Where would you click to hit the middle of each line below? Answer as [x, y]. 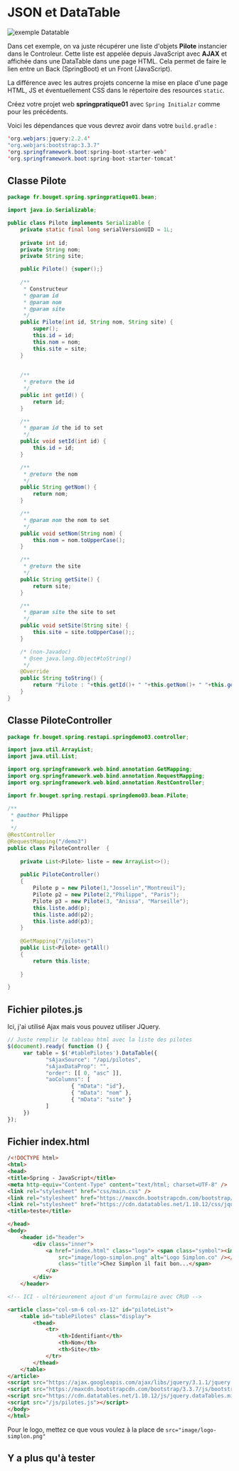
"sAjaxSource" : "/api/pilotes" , [93, 1060]
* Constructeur [46, 289]
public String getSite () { [60, 579]
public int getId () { [52, 395]
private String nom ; [51, 250]
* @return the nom [51, 474]
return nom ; [51, 494]
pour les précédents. [38, 111]
